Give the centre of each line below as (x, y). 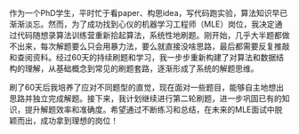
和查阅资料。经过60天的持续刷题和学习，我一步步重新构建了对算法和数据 (143, 57)
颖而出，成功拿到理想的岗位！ (64, 121)
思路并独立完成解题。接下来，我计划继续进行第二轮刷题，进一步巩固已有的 (145, 99)
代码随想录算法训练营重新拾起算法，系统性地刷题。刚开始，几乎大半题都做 (153, 35)
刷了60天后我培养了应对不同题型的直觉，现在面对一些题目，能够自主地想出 (147, 87)
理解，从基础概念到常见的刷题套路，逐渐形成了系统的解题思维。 (141, 68)
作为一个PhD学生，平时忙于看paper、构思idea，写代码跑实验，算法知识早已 (149, 13)
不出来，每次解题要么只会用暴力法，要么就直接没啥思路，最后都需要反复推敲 (149, 46)
